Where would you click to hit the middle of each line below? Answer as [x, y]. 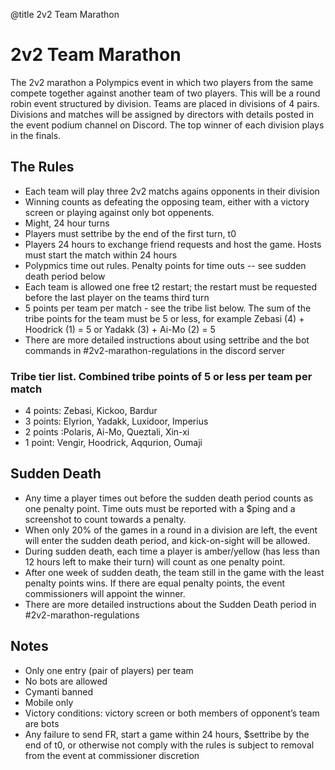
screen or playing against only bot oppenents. [119, 212]
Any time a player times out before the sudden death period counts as [169, 498]
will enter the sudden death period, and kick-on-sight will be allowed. [167, 540]
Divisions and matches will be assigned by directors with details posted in [162, 114]
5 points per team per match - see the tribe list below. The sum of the [168, 308]
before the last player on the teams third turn [117, 297]
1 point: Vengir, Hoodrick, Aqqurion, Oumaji [113, 443]
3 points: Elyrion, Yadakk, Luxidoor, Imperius [116, 421]
